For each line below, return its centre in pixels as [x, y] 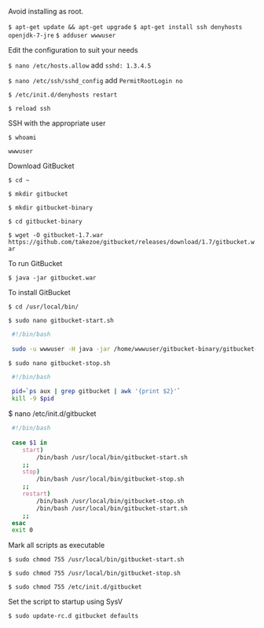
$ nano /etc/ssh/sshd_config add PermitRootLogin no [95, 80]
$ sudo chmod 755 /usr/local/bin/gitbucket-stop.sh [94, 573]
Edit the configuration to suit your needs [73, 50]
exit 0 [22, 530]
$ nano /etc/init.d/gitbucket [52, 414]
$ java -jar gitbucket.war [52, 278]
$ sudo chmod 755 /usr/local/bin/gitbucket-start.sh [96, 560]
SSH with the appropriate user [57, 123]
